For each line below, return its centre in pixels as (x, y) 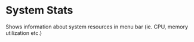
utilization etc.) (24, 33)
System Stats (39, 10)
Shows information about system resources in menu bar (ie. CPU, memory (97, 27)
